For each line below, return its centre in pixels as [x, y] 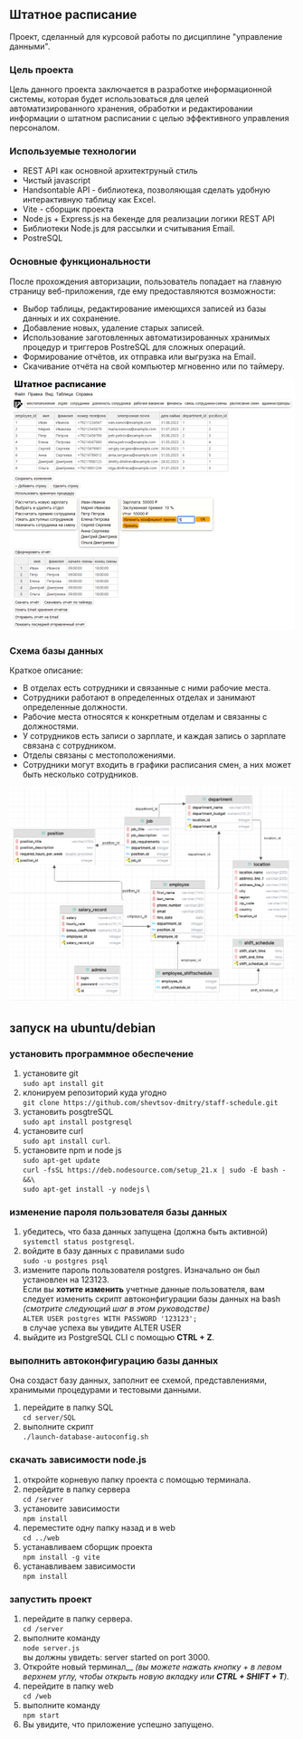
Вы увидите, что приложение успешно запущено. [118, 1725]
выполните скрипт [58, 1427]
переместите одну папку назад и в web [99, 1527]
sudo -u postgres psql [65, 1262]
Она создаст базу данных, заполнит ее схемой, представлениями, [138, 1380]
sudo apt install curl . [66, 1140]
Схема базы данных [57, 650]
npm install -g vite [61, 1557]
